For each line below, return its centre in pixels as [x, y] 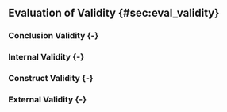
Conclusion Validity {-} [54, 36]
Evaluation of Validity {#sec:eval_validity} [114, 13]
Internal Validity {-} [46, 57]
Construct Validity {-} [51, 79]
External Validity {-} [48, 100]
